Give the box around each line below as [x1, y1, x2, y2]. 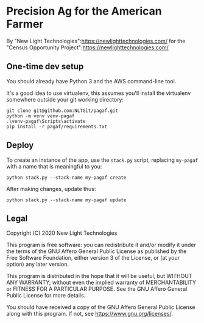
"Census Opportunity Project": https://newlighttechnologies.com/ [6, 44, 169, 51]
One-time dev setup [6, 61, 84, 72]
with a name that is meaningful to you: [6, 162, 102, 170]
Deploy [6, 140, 34, 150]
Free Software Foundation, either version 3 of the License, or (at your [6, 254, 180, 262]
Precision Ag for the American [6, 4, 163, 18]
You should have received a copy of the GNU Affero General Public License [6, 304, 195, 311]
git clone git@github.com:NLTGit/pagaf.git [6, 108, 119, 114]
